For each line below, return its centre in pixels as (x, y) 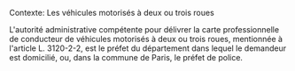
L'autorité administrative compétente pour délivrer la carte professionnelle (144, 29)
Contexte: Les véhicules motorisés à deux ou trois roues (112, 13)
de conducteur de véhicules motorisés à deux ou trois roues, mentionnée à (146, 39)
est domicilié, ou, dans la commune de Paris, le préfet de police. (126, 57)
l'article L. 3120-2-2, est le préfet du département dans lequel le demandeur (147, 48)
